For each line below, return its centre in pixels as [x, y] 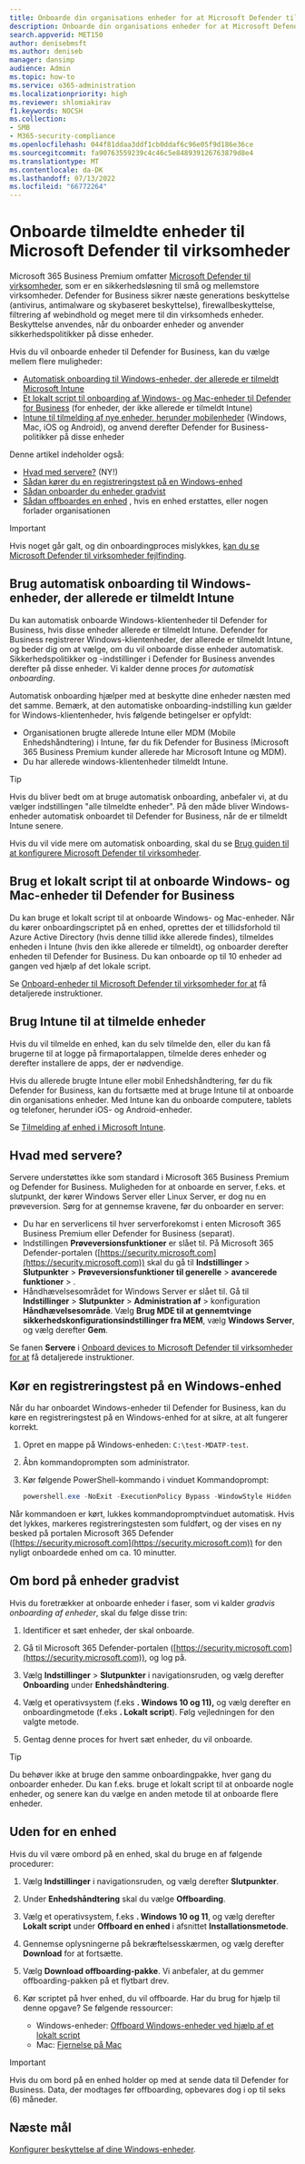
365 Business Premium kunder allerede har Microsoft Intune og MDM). [155, 751]
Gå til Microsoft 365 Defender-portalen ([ [99, 1648]
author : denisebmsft [49, 43]
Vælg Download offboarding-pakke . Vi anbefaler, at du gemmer [143, 1970]
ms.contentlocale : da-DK [56, 170]
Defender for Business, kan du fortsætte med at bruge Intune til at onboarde [152, 1090]
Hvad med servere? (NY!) [70, 472]
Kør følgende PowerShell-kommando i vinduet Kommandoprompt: [146, 1480]
